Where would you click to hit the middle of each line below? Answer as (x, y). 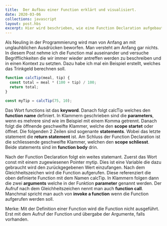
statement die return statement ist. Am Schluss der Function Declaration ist (83, 137)
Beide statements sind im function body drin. (52, 147)
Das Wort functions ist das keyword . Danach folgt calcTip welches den (78, 110)
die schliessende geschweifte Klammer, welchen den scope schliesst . (77, 142)
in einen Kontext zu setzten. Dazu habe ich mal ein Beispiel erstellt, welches (83, 64)
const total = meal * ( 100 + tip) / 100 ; (53, 82)
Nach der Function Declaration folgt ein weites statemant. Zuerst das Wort (81, 156)
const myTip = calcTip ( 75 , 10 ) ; (39, 101)
